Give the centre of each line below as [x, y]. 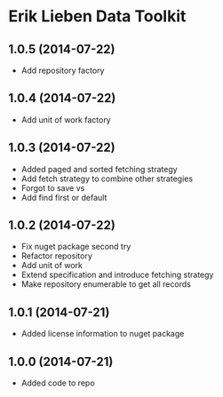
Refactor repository [56, 256]
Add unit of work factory [66, 119]
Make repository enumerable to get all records [106, 284]
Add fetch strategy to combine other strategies [107, 179]
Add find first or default [64, 197]
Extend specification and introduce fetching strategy [117, 275]
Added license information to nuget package [103, 334]
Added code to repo [58, 383]
